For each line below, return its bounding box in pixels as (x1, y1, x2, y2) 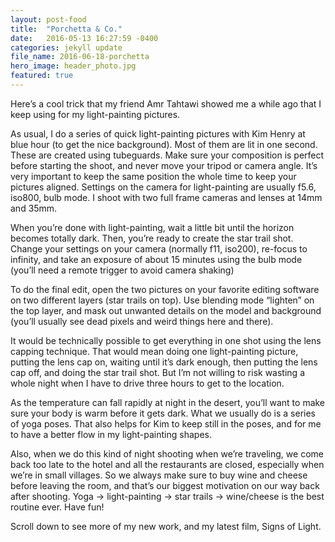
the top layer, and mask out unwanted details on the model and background (10, 304, 322, 316)
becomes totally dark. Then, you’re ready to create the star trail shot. (10, 232, 294, 244)
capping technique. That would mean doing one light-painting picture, (10, 345, 299, 357)
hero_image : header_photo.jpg (10, 61, 137, 71)
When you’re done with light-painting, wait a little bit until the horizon (10, 221, 295, 233)
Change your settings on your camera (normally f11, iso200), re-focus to (10, 242, 308, 255)
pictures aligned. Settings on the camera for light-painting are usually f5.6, (10, 181, 317, 193)
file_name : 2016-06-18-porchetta (10, 52, 150, 62)
